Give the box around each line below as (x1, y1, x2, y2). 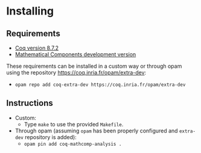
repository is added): (25, 133, 77, 140)
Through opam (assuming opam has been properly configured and (14, 127, 178, 134)
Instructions (6, 98, 53, 108)
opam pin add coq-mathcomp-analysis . (24, 141, 122, 147)
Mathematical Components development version (14, 51, 136, 58)
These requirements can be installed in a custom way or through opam (6, 62, 182, 70)
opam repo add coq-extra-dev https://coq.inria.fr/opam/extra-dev (14, 82, 186, 88)
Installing (6, 4, 54, 18)
